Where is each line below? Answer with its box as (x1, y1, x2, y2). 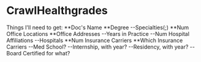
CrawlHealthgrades (6, 4, 108, 18)
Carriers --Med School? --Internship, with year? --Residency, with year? (6, 43, 189, 50)
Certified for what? (23, 49, 70, 57)
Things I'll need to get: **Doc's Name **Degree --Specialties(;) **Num (6, 24, 189, 31)
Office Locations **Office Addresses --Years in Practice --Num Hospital (6, 30, 190, 37)
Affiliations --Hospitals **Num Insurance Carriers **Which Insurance (6, 36, 183, 44)
